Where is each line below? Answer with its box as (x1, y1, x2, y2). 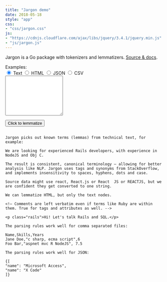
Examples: (5, 64, 27, 70)
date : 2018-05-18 (5, 12, 42, 17)
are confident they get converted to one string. (5, 183, 112, 189)
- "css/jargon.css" (5, 26, 47, 31)
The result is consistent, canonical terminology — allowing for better (5, 161, 162, 167)
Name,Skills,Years (5, 232, 44, 238)
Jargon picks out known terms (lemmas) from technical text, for (5, 135, 146, 140)
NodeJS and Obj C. (5, 153, 44, 158)
